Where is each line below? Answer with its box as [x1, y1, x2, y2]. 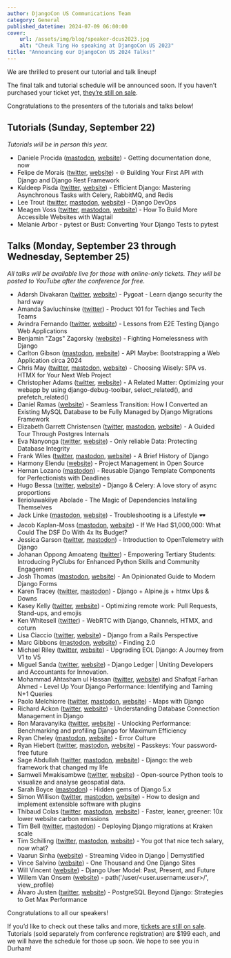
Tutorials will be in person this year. [7, 140, 108, 149]
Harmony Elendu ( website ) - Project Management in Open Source [17, 459, 204, 467]
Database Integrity [17, 444, 70, 453]
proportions [17, 488, 51, 496]
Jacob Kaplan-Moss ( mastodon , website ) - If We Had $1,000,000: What [17, 520, 221, 529]
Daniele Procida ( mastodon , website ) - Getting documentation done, [17, 153, 212, 162]
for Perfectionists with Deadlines [17, 473, 110, 482]
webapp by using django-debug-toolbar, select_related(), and [17, 385, 193, 394]
